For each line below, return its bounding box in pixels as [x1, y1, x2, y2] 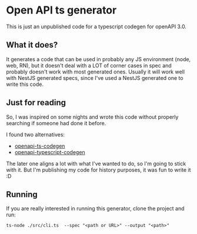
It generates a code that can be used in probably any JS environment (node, [6, 55, 191, 62]
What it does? [6, 40, 58, 50]
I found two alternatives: [6, 131, 65, 138]
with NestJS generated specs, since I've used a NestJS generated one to [6, 74, 183, 81]
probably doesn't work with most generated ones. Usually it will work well [6, 68, 185, 75]
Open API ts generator [6, 4, 117, 17]
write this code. [6, 81, 44, 88]
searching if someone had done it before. [6, 119, 106, 126]
